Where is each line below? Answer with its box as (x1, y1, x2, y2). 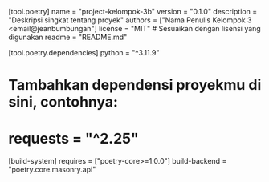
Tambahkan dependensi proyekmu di (8, 76, 262, 95)
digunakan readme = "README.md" (8, 32, 128, 42)
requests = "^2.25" (8, 130, 139, 148)
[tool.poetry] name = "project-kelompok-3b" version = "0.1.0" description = (8, 7, 258, 16)
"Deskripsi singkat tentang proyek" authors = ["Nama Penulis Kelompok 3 (8, 15, 252, 25)
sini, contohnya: (8, 93, 119, 111)
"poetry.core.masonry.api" (8, 164, 96, 175)
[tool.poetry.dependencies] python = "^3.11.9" (8, 48, 160, 57)
